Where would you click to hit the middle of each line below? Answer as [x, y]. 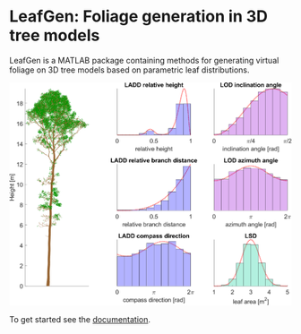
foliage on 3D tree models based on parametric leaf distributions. [129, 70]
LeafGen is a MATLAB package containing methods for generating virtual [144, 60]
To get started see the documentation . [80, 319]
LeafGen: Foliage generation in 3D [139, 17]
